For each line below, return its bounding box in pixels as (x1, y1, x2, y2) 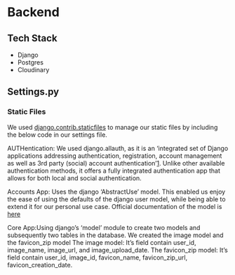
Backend (7, 4, 60, 20)
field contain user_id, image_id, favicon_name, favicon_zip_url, (7, 253, 188, 262)
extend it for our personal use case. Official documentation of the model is (7, 202, 222, 210)
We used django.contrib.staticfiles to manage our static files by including (7, 123, 218, 131)
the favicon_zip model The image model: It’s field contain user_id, (7, 238, 196, 246)
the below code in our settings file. (7, 130, 107, 139)
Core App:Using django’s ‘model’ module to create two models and (7, 223, 201, 232)
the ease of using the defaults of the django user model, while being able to (7, 194, 226, 203)
